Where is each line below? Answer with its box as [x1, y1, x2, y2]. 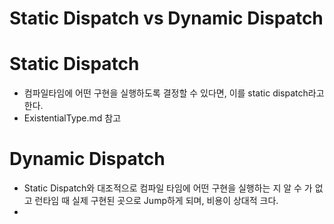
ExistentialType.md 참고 [23, 112, 122, 124]
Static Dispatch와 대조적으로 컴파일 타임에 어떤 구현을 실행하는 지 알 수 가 [23, 182, 313, 194]
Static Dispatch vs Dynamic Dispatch [9, 7, 324, 30]
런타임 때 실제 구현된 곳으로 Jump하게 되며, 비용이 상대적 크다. [34, 195, 279, 207]
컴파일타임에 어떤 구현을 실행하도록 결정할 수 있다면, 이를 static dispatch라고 [23, 87, 325, 99]
